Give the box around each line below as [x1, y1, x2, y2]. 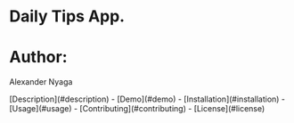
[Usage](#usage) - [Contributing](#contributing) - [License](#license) [9, 103, 265, 114]
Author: [9, 47, 69, 68]
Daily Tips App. [9, 6, 126, 27]
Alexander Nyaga [9, 77, 73, 87]
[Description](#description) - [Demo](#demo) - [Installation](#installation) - [9, 94, 286, 104]
